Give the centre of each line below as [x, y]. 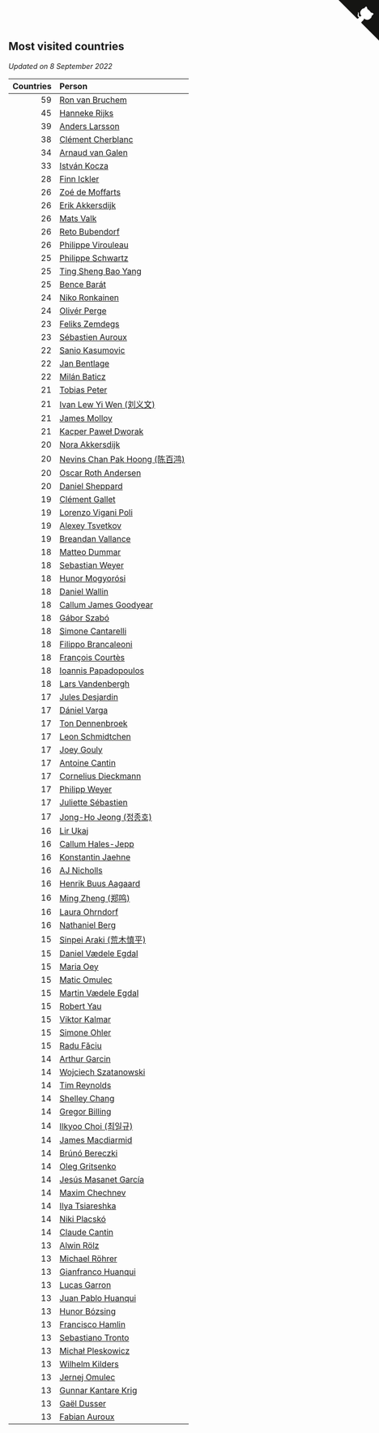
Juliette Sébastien [94, 802]
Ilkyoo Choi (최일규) [96, 1126]
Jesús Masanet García [102, 1179]
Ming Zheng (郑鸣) [95, 898]
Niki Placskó [83, 1219]
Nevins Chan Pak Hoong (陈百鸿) [122, 459]
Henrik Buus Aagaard [100, 883]
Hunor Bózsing [87, 1311]
